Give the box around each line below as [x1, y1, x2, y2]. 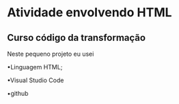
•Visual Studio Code [7, 76, 64, 84]
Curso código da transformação [7, 32, 146, 44]
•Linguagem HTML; [7, 63, 63, 71]
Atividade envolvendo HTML [7, 5, 172, 20]
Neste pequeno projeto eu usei [7, 50, 94, 58]
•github [7, 90, 29, 97]
